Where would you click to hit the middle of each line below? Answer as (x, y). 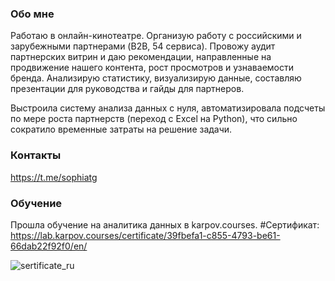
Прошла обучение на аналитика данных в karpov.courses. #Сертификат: (165, 224)
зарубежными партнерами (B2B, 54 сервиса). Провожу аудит (143, 46)
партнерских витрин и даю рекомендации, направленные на (141, 57)
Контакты (36, 155)
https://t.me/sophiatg (54, 177)
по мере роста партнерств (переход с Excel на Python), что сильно (154, 119)
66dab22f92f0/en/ (49, 246)
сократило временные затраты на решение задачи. (121, 129)
